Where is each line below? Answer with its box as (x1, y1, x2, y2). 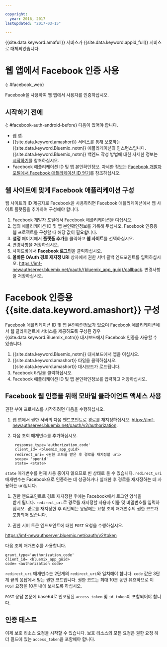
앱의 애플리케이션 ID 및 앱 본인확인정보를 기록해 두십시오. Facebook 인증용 (12, 223, 158, 229)
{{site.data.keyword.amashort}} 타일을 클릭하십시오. (12, 357, 117, 363)
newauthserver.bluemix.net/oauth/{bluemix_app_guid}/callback (12, 267, 143, 273)
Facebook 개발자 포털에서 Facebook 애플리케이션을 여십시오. (12, 217, 133, 223)
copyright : (5, 11, 28, 16)
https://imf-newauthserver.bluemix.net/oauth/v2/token (5, 532, 117, 538)
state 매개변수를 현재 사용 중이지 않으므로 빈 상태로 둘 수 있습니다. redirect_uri (5, 470, 162, 476)
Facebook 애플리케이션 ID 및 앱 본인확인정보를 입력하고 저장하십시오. (12, 376, 148, 382)
